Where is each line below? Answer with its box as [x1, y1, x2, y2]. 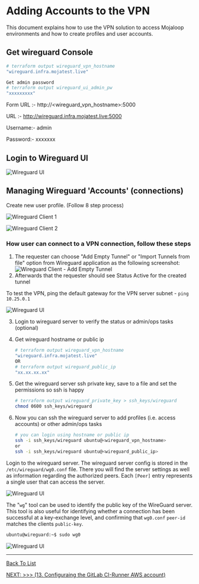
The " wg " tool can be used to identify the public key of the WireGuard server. [6, 501, 193, 509]
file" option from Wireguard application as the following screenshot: [14, 260, 181, 267]
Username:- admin [6, 124, 52, 131]
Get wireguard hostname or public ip [14, 336, 105, 343]
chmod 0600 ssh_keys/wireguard [14, 403, 92, 409]
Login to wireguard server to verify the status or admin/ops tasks [14, 318, 174, 325]
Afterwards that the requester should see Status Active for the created [14, 272, 187, 279]
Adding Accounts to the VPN [6, 4, 150, 18]
